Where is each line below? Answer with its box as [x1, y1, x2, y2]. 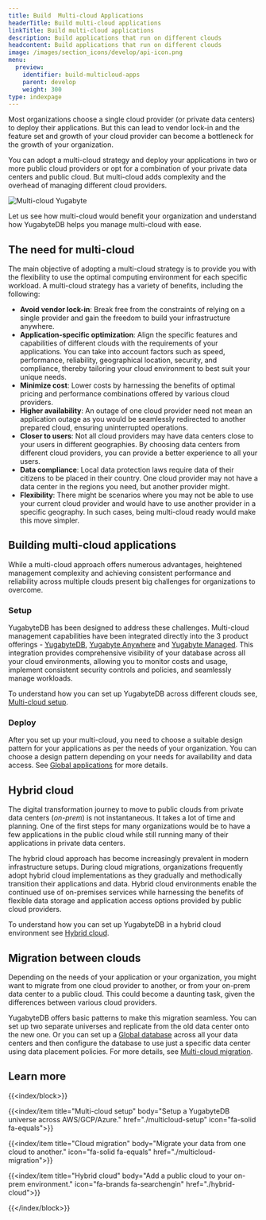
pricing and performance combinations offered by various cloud [19, 389, 229, 399]
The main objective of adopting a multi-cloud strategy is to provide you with [8, 264, 256, 274]
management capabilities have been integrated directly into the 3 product [8, 631, 249, 641]
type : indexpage [8, 93, 62, 101]
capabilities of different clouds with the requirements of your [19, 338, 218, 348]
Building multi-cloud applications [8, 539, 177, 552]
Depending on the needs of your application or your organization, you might [8, 972, 256, 982]
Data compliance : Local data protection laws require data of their [19, 465, 234, 475]
